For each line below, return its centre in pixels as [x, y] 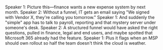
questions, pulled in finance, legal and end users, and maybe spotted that [79, 33]
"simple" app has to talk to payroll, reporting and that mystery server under [81, 22]
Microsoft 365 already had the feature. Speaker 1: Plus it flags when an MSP [81, 38]
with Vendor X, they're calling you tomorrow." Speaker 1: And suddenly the [80, 17]
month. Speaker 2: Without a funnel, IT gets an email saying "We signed [77, 12]
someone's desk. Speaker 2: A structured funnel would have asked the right [81, 28]
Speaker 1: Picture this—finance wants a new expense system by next [75, 7]
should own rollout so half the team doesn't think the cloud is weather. [76, 43]
